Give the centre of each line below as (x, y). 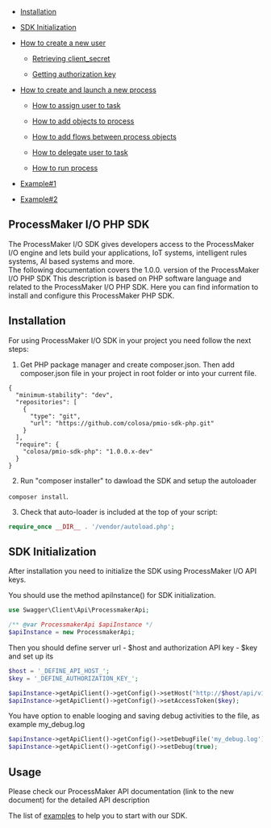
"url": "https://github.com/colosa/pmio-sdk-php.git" (122, 423)
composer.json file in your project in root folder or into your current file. (138, 373)
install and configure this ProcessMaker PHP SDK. (92, 295)
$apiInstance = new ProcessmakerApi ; (72, 633)
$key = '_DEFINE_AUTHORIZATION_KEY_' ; (73, 678)
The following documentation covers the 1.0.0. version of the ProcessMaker (134, 270)
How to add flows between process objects (104, 137)
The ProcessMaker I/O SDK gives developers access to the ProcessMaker (131, 244)
